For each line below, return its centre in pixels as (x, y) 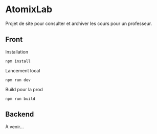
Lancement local (23, 70)
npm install (18, 61)
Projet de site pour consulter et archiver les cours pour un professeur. (79, 23)
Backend (20, 114)
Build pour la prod (24, 89)
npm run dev (18, 80)
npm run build (20, 99)
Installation (17, 51)
